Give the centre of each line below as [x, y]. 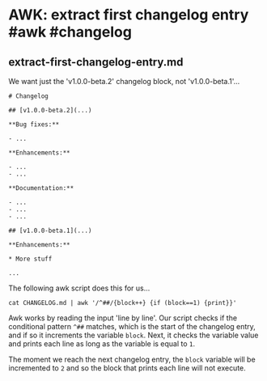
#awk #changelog [70, 32]
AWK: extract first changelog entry [129, 15]
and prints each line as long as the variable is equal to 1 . [102, 344]
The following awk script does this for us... [79, 288]
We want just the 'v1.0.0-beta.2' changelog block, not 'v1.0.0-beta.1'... [124, 81]
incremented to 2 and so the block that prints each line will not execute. [127, 368]
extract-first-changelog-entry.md [96, 62]
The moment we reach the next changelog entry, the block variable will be [132, 359]
